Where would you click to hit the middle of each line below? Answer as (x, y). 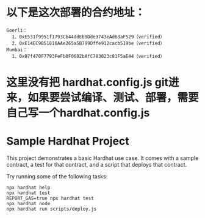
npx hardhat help (28, 188)
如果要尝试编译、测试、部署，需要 (113, 98)
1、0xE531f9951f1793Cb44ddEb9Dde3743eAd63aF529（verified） (88, 37)
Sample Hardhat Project (68, 141)
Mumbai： (17, 49)
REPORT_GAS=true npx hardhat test (50, 198)
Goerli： (17, 30)
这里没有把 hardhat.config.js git (88, 82)
